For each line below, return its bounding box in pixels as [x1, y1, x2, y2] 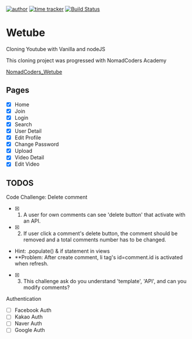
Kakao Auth [14, 313, 43, 320]
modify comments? [23, 284, 70, 291]
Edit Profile [14, 134, 42, 141]
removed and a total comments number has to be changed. [23, 236, 167, 243]
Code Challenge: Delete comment [6, 194, 88, 201]
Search [14, 120, 32, 127]
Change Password [14, 141, 59, 148]
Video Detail [14, 154, 44, 161]
